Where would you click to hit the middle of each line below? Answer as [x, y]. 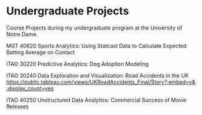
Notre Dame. [22, 34]
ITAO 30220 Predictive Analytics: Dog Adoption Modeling [77, 64]
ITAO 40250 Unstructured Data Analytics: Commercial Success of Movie [96, 100]
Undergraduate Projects [68, 11]
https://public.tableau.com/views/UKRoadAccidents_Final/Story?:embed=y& [101, 82]
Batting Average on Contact [41, 52]
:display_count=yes [30, 88]
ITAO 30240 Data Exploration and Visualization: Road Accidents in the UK [97, 75]
